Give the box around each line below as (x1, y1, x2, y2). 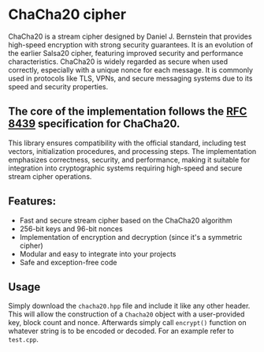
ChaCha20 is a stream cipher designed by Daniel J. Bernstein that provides (8, 32, 252, 41)
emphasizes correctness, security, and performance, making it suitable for (8, 155, 251, 164)
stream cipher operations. (8, 171, 92, 181)
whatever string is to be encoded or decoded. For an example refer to (8, 326, 234, 336)
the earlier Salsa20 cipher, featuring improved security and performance (8, 48, 244, 58)
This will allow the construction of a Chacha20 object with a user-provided (8, 309, 245, 319)
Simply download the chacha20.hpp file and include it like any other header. (8, 301, 251, 311)
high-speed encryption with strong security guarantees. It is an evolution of (8, 39, 254, 49)
